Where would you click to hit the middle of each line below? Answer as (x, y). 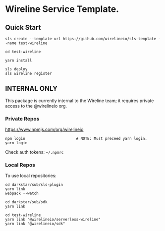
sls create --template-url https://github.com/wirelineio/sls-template (81, 39)
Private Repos (22, 118)
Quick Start (23, 28)
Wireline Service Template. (62, 9)
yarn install (19, 60)
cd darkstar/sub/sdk (27, 202)
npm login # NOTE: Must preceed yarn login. (76, 139)
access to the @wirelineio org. (36, 106)
